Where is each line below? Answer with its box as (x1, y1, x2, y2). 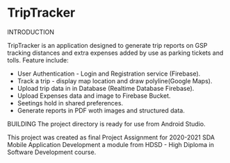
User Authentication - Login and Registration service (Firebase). (17, 69, 201, 78)
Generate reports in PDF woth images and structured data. (17, 106, 186, 114)
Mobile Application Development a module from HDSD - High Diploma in (7, 140, 214, 148)
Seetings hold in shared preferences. (17, 98, 124, 107)
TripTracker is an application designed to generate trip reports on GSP (7, 41, 208, 49)
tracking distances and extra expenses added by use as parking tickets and (7, 49, 224, 57)
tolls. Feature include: (7, 55, 69, 64)
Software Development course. (7, 148, 97, 156)
